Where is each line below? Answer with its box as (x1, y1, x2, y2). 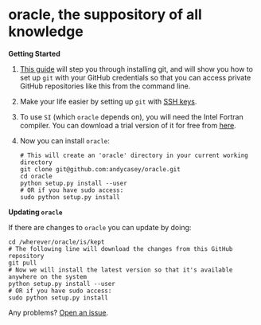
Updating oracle (8, 207, 63, 217)
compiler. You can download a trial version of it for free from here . (19, 120, 236, 130)
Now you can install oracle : (19, 135, 110, 145)
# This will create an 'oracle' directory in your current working (19, 151, 248, 159)
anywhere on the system (8, 272, 88, 280)
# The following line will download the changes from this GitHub (8, 245, 233, 253)
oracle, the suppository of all (8, 6, 203, 24)
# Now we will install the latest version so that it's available (8, 265, 233, 274)
